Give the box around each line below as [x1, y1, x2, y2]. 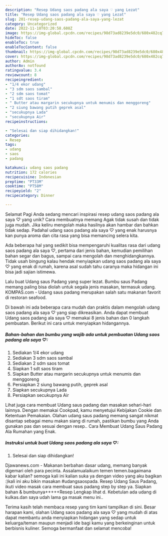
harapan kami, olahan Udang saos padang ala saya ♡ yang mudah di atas [5, 509, 157, 515]
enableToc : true [5, 40, 39, 45]
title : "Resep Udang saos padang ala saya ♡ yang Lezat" [5, 12, 126, 17]
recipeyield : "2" [5, 188, 41, 193]
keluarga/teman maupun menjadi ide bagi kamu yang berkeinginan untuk [5, 519, 155, 526]
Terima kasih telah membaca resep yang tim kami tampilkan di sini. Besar [5, 504, 156, 510]
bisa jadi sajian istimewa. [5, 269, 56, 275]
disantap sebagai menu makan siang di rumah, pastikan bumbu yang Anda [5, 418, 159, 424]
